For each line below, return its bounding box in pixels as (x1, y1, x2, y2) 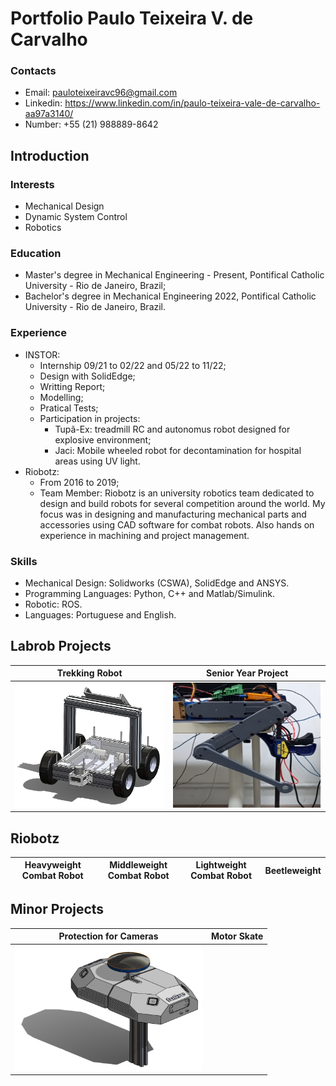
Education (10, 247, 62, 261)
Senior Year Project (206, 667, 289, 679)
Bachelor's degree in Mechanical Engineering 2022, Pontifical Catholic (24, 290, 317, 302)
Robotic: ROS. (24, 598, 83, 611)
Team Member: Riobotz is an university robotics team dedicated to (39, 487, 315, 499)
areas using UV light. (54, 455, 141, 467)
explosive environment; (54, 433, 152, 446)
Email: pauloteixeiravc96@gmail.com (24, 87, 178, 99)
